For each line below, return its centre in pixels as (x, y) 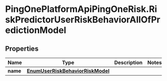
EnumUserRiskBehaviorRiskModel (68, 71)
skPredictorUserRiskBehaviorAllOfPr (83, 20)
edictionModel (36, 30)
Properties (22, 48)
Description (128, 62)
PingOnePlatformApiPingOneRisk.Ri (81, 9)
